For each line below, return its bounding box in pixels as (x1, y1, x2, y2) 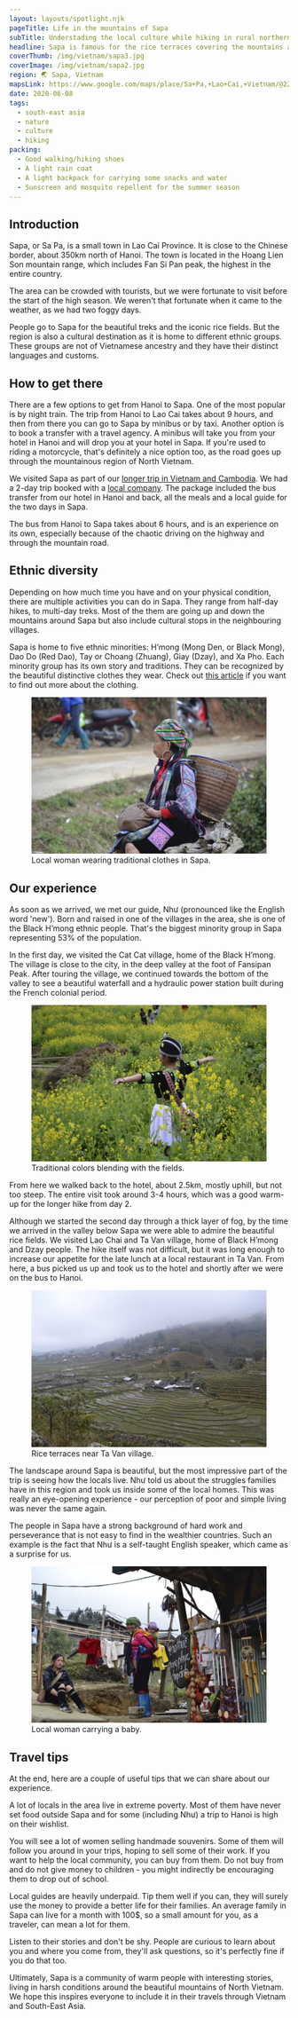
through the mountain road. (9, 538, 109, 548)
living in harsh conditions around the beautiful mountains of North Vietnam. (9, 1982, 284, 1992)
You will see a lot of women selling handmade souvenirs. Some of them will (9, 1836, 284, 1846)
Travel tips (9, 1749, 69, 1765)
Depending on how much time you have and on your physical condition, (9, 587, 272, 597)
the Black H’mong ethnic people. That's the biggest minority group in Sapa (9, 923, 282, 934)
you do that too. (9, 1955, 67, 1966)
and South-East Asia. (9, 2001, 87, 2011)
